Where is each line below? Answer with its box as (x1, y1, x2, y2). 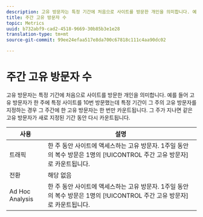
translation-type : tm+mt (6, 31, 69, 37)
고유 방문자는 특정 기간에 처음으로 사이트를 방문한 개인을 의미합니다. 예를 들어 (6, 91, 188, 99)
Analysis (9, 195, 34, 203)
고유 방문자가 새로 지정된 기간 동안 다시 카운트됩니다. (6, 114, 130, 121)
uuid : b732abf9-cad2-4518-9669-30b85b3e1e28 (6, 25, 120, 32)
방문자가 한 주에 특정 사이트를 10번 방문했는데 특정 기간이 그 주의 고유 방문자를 (12, 99, 197, 106)
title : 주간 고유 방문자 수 (6, 15, 67, 21)
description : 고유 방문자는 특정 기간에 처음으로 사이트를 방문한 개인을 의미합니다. (6, 8, 190, 15)
